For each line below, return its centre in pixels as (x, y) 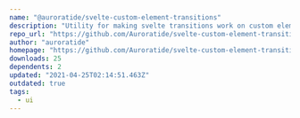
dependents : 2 (36, 67)
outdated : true (37, 83)
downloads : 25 (36, 59)
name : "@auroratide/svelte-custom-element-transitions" (115, 17)
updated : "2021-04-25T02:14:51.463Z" (79, 75)
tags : (19, 91)
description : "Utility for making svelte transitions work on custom (142, 26)
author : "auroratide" (50, 42)
